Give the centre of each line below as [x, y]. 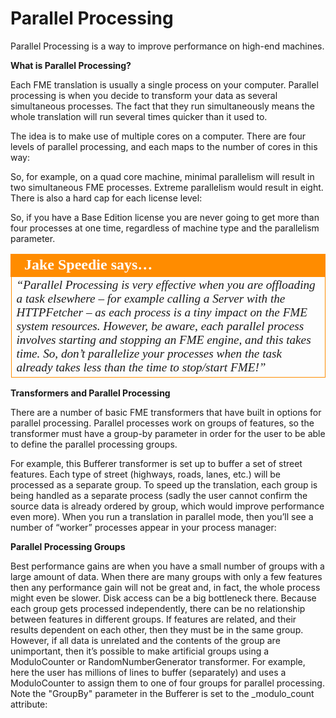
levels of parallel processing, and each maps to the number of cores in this [164, 146]
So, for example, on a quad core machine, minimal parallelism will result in [162, 176]
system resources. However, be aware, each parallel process [160, 325]
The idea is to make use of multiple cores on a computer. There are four [158, 136]
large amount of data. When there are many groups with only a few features [166, 576]
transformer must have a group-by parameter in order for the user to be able [168, 433]
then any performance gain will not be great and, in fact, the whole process [165, 587]
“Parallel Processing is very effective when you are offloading [166, 284]
